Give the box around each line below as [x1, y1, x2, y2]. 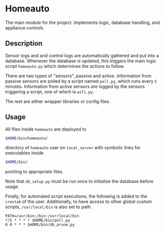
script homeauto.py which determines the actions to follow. [5, 63, 125, 69]
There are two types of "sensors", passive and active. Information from [5, 73, 151, 79]
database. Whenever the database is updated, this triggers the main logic [5, 58, 156, 64]
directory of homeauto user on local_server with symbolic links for [5, 145, 141, 151]
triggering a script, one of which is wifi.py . [5, 88, 94, 95]
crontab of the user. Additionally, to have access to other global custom [5, 199, 152, 205]
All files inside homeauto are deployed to [5, 126, 86, 132]
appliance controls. [5, 24, 45, 30]
